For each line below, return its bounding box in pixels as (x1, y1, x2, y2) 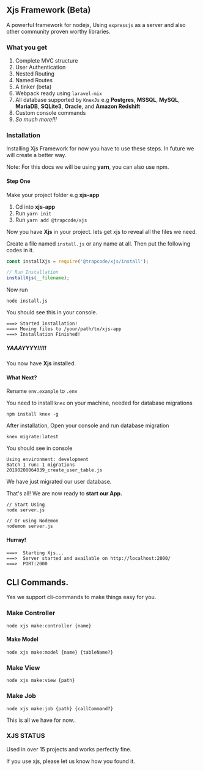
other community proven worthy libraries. (6, 28, 111, 35)
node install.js (6, 298, 48, 304)
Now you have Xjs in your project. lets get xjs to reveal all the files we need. (6, 228, 197, 235)
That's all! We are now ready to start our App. (6, 490, 122, 497)
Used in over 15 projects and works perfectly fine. (6, 745, 132, 753)
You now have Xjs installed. (6, 360, 76, 367)
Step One (6, 177, 31, 185)
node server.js (6, 507, 45, 513)
